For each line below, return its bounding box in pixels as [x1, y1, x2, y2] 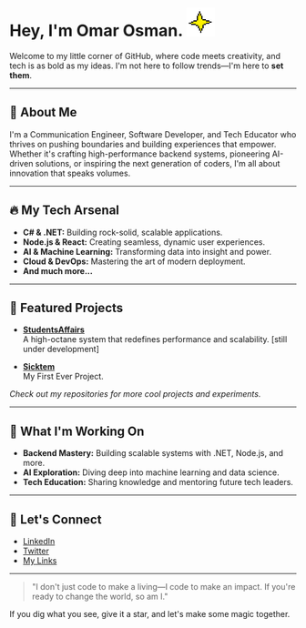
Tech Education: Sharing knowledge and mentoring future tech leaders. [22, 477, 294, 488]
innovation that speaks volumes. [9, 167, 131, 178]
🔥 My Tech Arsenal [9, 203, 120, 218]
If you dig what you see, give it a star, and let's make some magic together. [9, 609, 291, 619]
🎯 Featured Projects [9, 299, 124, 316]
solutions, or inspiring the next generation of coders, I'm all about [35, 157, 280, 168]
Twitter [22, 545, 50, 556]
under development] [22, 344, 100, 355]
